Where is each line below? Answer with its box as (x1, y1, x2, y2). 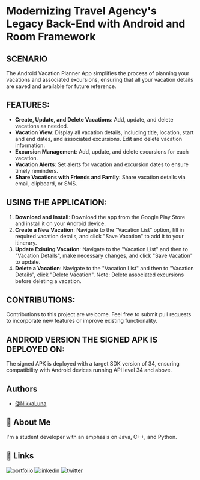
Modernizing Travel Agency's (6, 4, 157, 18)
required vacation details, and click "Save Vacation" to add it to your (14, 232, 184, 240)
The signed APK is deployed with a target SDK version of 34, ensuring (6, 360, 180, 367)
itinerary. (14, 239, 37, 246)
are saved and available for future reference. (6, 83, 117, 90)
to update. (14, 258, 41, 266)
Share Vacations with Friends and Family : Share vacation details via (14, 173, 186, 181)
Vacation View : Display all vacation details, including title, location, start (14, 128, 194, 136)
